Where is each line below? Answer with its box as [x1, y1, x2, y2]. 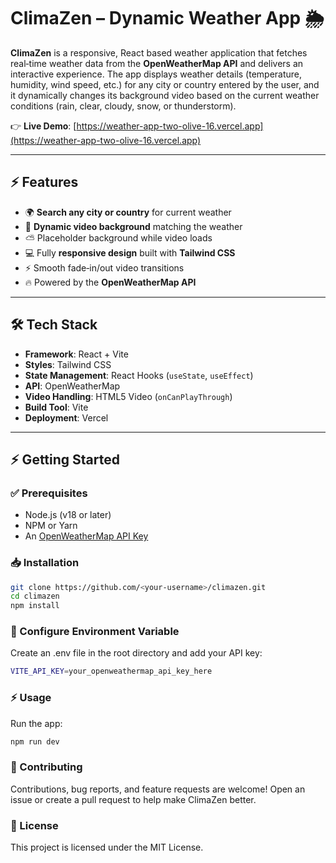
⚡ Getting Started [10, 451, 120, 468]
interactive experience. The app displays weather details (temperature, [10, 68, 303, 80]
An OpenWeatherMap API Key [24, 530, 149, 542]
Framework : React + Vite [24, 348, 129, 360]
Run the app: [10, 717, 63, 729]
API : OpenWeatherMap [24, 380, 121, 392]
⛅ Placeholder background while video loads [24, 231, 213, 244]
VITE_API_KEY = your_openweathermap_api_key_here [10, 666, 213, 677]
